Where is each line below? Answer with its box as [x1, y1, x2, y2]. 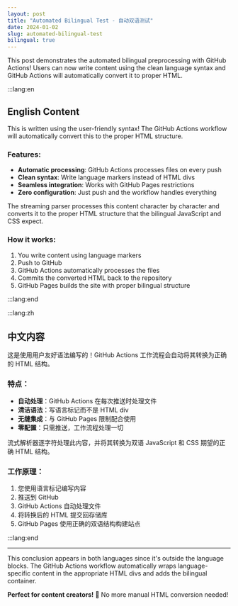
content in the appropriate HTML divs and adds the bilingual [32, 568, 208, 578]
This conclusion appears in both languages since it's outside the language [7, 554, 225, 562]
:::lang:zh [7, 308, 35, 317]
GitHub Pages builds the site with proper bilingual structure [17, 281, 191, 289]
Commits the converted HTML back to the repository [17, 274, 172, 282]
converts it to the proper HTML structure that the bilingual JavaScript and [7, 210, 222, 218]
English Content [7, 106, 80, 118]
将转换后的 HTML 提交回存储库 [17, 510, 108, 519]
